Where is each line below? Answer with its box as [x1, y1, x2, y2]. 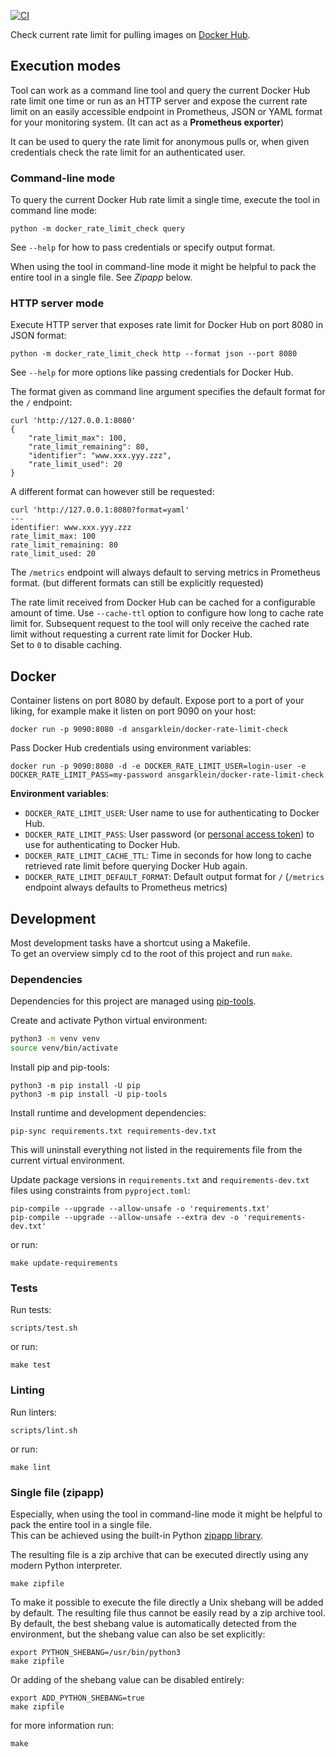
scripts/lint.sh [10, 1425, 78, 1435]
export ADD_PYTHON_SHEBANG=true [10, 1693, 145, 1703]
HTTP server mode [10, 296, 105, 310]
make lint [10, 1462, 52, 1472]
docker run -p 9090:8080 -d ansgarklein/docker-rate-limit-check [10, 725, 288, 735]
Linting [10, 1383, 45, 1397]
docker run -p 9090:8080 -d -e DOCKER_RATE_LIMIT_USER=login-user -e [10, 761, 307, 772]
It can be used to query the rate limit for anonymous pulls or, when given [10, 135, 310, 147]
